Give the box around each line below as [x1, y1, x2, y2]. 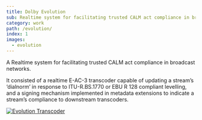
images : [6, 37, 26, 43]
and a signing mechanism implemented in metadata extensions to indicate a [6, 89, 194, 97]
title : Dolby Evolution [6, 8, 66, 15]
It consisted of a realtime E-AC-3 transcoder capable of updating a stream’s [6, 76, 194, 84]
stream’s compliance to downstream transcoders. [6, 95, 129, 103]
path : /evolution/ [6, 25, 52, 32]
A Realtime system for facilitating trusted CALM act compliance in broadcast [6, 58, 195, 66]
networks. [6, 65, 31, 72]
